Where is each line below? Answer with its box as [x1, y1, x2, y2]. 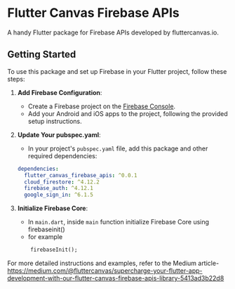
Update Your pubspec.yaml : [17, 130, 101, 139]
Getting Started [7, 49, 76, 60]
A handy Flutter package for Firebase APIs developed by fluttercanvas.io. [7, 28, 219, 37]
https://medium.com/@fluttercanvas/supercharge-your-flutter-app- [7, 266, 203, 275]
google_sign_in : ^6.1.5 [24, 191, 93, 198]
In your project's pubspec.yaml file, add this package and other [27, 144, 208, 153]
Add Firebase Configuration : [17, 88, 102, 96]
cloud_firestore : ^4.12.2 [24, 178, 100, 186]
